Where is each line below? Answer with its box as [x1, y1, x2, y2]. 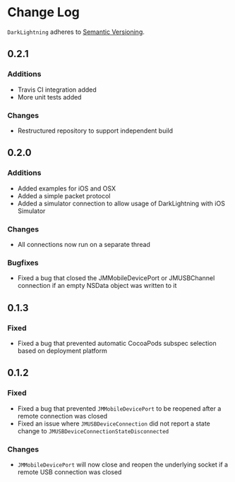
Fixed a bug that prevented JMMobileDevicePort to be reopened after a [17, 404, 222, 413]
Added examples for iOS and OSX [17, 184, 116, 193]
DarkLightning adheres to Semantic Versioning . [7, 28, 145, 36]
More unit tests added [17, 92, 82, 101]
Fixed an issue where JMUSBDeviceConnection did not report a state [17, 419, 210, 428]
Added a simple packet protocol [17, 191, 111, 200]
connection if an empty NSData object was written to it [17, 282, 177, 290]
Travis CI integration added [17, 85, 97, 94]
